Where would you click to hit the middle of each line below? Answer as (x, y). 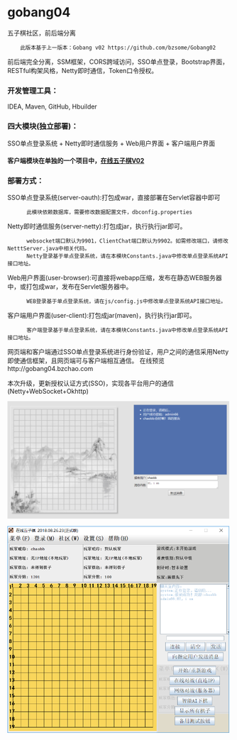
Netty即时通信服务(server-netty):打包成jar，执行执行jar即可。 (97, 226)
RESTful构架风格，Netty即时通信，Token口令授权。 (83, 70)
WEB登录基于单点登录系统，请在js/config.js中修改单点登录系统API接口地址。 (126, 302)
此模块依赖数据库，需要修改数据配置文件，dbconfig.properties (109, 212)
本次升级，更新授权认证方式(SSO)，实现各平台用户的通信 (90, 383)
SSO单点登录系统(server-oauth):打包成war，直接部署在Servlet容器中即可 (114, 198)
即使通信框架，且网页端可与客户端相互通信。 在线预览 (86, 361)
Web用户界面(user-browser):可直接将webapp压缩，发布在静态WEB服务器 (115, 278)
